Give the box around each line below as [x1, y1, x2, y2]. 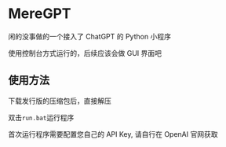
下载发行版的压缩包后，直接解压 [8, 96, 111, 105]
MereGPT [8, 5, 72, 23]
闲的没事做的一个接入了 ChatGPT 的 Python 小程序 [8, 31, 171, 41]
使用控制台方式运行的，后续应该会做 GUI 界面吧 [8, 48, 162, 57]
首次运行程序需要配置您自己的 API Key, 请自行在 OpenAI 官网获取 [8, 129, 218, 138]
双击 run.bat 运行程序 [8, 112, 75, 122]
